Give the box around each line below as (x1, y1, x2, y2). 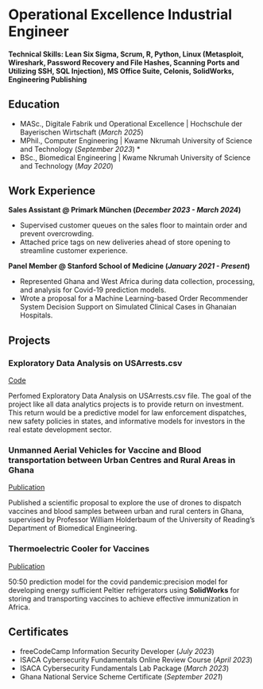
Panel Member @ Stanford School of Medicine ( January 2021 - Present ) (8, 261, 250, 271)
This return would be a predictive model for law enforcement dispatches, (8, 408, 247, 418)
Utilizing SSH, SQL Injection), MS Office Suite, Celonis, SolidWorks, (8, 66, 234, 76)
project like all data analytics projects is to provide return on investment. (8, 399, 244, 409)
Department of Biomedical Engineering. (8, 524, 137, 533)
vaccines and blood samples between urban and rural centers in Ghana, (8, 507, 245, 516)
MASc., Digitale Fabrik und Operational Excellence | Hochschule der (19, 119, 243, 128)
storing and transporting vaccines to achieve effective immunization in (8, 594, 238, 603)
